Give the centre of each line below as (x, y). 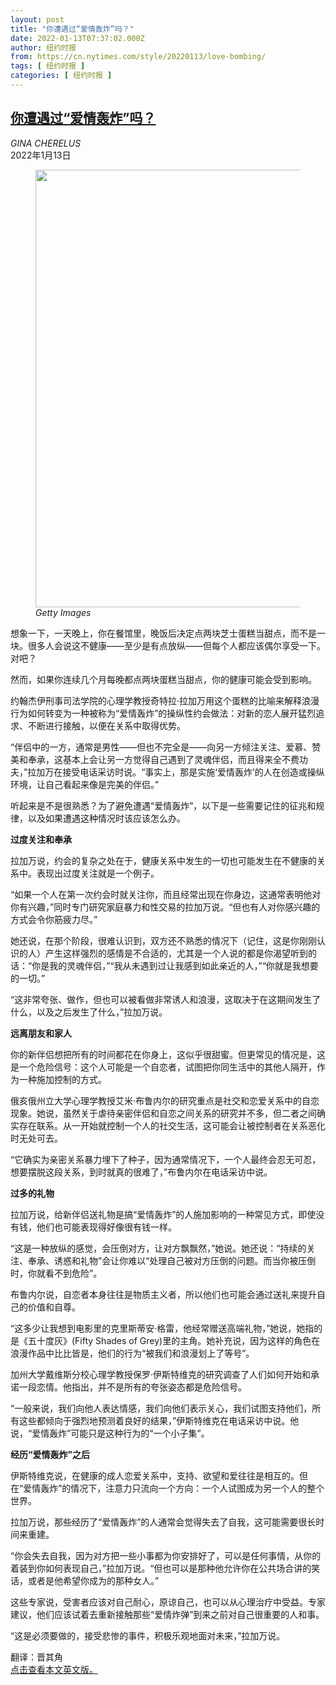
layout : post (37, 19)
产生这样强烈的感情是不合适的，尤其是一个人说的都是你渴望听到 (176, 953)
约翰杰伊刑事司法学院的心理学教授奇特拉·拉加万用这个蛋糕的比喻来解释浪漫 (165, 700)
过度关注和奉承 (41, 839)
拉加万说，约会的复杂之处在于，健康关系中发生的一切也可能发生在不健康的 (163, 860)
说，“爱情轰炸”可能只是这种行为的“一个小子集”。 (110, 1433)
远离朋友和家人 (41, 1033)
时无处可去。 (36, 1138)
